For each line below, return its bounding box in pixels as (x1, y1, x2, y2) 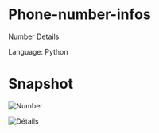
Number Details (8, 32, 60, 41)
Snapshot (8, 75, 74, 93)
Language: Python (8, 47, 69, 56)
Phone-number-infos (8, 6, 151, 24)
